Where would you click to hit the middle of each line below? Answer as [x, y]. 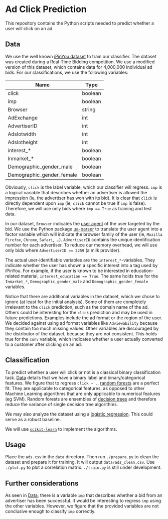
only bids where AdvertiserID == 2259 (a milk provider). [63, 250]
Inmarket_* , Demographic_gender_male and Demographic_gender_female [77, 281]
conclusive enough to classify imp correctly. [50, 511]
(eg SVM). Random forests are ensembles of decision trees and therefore [81, 399]
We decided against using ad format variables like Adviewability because [81, 323]
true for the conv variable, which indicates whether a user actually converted [84, 339]
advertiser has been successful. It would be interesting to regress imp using [83, 501]
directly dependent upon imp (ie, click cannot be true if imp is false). [76, 203]
